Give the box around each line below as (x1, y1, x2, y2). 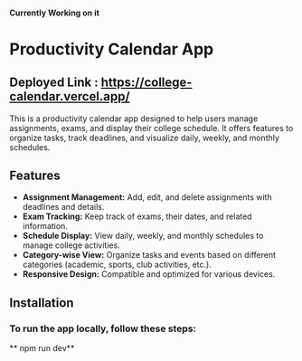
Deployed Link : (9, 75, 99, 90)
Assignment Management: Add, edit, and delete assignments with (22, 192, 273, 203)
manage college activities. (22, 240, 120, 251)
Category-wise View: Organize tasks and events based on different (22, 250, 277, 261)
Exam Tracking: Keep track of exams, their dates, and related (22, 211, 252, 222)
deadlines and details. (22, 202, 105, 213)
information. (22, 221, 68, 232)
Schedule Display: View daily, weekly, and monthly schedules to (22, 231, 264, 242)
